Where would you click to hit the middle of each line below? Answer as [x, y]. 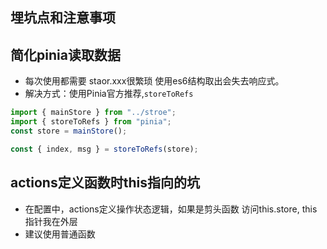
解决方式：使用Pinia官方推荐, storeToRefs [109, 94]
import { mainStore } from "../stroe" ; [93, 113]
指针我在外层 [51, 221]
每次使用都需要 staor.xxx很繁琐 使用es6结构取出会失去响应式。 [154, 81]
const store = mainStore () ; [69, 131]
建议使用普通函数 [60, 234]
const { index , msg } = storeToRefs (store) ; [104, 149]
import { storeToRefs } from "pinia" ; [91, 122]
